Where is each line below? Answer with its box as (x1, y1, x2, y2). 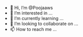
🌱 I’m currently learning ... (10, 15, 64, 21)
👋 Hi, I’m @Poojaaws (10, 5, 53, 10)
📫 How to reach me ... (10, 26, 57, 32)
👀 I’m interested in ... (10, 10, 53, 16)
